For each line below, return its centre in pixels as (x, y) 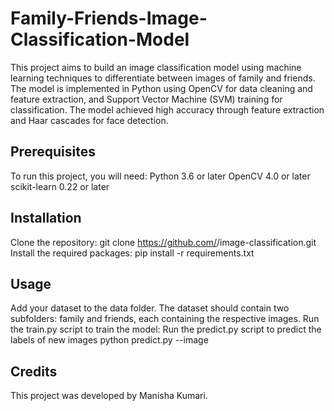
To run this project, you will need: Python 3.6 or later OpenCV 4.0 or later (160, 176)
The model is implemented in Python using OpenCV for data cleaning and (161, 88)
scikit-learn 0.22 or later (60, 186)
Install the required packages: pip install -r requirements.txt (132, 253)
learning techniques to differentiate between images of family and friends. (163, 78)
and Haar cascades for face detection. (89, 120)
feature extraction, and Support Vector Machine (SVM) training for (146, 99)
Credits (34, 371)
